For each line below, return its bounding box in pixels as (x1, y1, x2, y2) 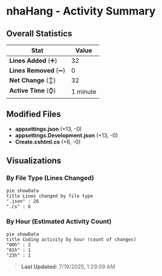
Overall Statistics (6, 28, 73, 39)
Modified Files (6, 109, 62, 119)
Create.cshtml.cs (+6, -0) (15, 138, 81, 145)
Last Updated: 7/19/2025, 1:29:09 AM (21, 263, 115, 270)
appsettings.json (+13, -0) (15, 125, 82, 133)
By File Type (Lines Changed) (6, 174, 94, 182)
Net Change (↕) (9, 76, 56, 84)
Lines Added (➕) (9, 56, 57, 65)
